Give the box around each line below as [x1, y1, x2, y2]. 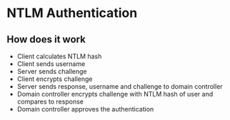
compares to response [16, 97, 84, 106]
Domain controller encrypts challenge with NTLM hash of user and [16, 90, 214, 98]
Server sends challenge [16, 67, 87, 75]
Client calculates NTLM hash [16, 52, 102, 60]
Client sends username [16, 60, 86, 68]
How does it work [6, 33, 86, 45]
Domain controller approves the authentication [16, 105, 154, 113]
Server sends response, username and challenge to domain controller [16, 82, 223, 90]
